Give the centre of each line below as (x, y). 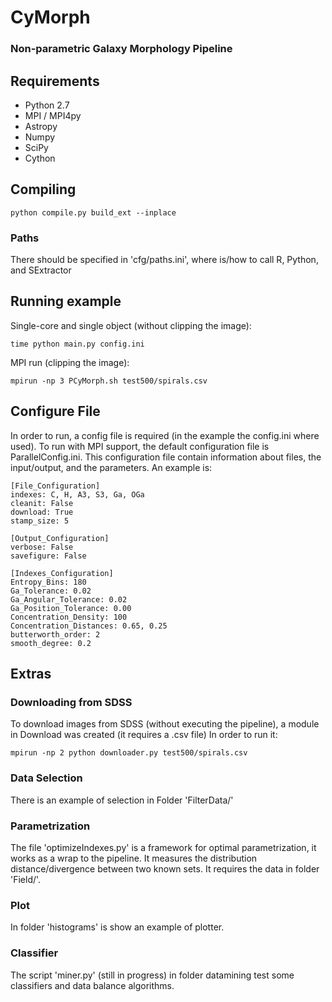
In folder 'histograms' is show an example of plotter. (117, 927)
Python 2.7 (47, 105)
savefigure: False (48, 556)
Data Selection (46, 778)
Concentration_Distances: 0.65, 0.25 (89, 626)
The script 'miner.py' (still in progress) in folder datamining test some (152, 975)
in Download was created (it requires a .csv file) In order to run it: (144, 735)
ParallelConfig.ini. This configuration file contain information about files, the (166, 457)
